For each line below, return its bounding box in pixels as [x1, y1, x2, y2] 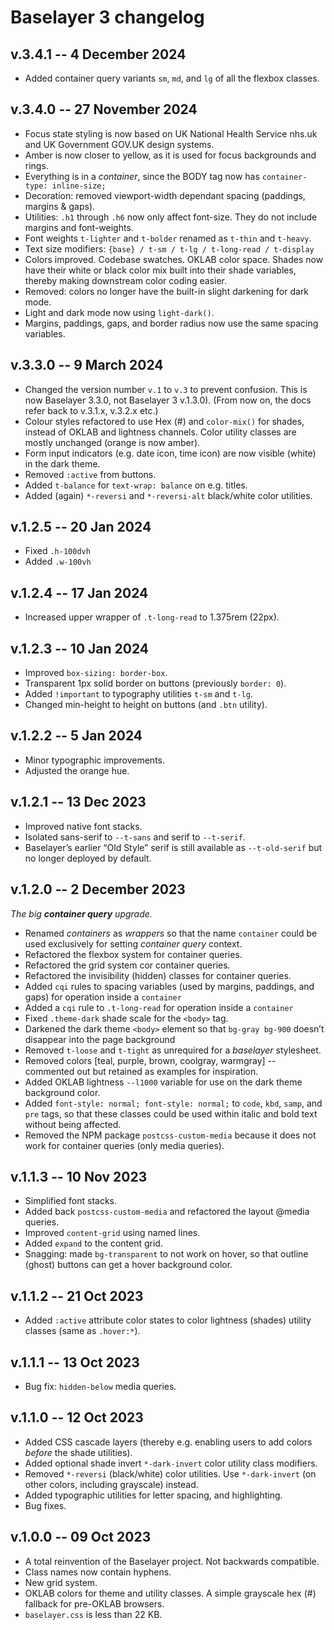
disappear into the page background [24, 1033, 176, 1045]
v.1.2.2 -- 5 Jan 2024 [10, 727, 143, 745]
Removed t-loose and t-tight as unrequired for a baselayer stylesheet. [24, 1044, 322, 1056]
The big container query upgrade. [10, 907, 153, 920]
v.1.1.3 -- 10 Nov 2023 [10, 1168, 148, 1185]
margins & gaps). [24, 200, 96, 212]
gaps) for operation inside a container [24, 991, 182, 1003]
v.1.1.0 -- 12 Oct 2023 [10, 1409, 144, 1426]
